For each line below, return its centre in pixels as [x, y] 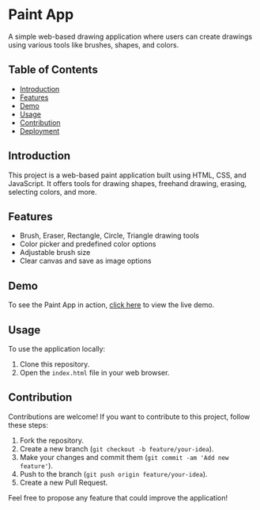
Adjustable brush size [55, 253]
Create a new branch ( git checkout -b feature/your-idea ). [117, 448]
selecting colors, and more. [53, 192]
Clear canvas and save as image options [85, 261]
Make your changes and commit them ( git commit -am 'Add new [124, 457]
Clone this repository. [55, 364]
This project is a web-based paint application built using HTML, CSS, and [127, 175]
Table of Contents [53, 70]
